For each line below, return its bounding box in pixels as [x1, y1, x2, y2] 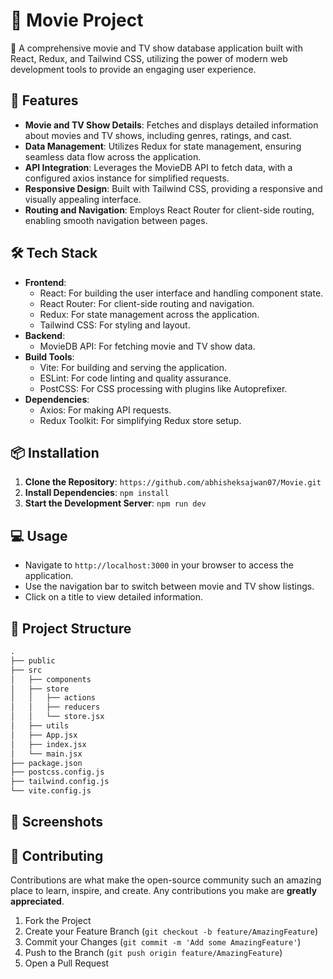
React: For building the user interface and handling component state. [39, 287, 324, 299]
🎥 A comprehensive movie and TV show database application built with [10, 42, 303, 54]
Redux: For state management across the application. [39, 308, 260, 320]
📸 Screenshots [10, 814, 104, 831]
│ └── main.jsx [10, 749, 83, 759]
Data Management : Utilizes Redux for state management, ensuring [24, 140, 302, 152]
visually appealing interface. [24, 193, 142, 205]
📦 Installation [10, 444, 100, 461]
